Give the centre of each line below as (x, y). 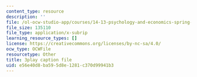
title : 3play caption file (39, 60)
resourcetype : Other (31, 54)
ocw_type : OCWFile (28, 49)
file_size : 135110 (28, 27)
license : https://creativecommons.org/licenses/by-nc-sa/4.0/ (84, 44)
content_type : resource (35, 11)
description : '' (26, 17)
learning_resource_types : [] (42, 38)
